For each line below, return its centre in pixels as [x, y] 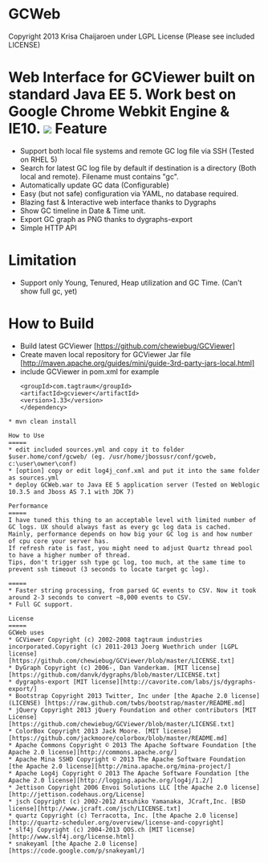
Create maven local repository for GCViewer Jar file [105, 354]
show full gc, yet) [49, 291]
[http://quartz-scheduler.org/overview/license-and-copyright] [116, 822]
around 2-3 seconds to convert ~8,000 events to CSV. [100, 597]
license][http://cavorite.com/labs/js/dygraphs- [174, 682]
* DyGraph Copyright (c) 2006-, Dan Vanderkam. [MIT [98, 668]
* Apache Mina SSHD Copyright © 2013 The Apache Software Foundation [127, 759]
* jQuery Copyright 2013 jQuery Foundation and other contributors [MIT [132, 710]
